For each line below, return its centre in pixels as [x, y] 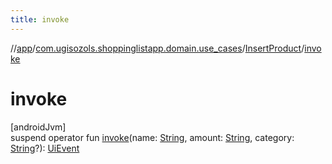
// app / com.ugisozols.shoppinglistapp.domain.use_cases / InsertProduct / [157, 48]
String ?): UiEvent [45, 148]
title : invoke [40, 19]
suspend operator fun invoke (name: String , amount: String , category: [152, 137]
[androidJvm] [38, 127]
